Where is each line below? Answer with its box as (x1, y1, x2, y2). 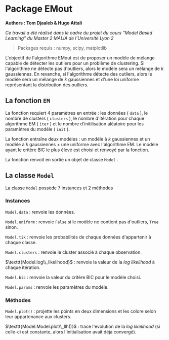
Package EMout (5, 3, 72, 15)
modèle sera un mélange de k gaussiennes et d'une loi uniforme (5, 76, 139, 82)
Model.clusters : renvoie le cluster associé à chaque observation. (5, 249, 142, 255)
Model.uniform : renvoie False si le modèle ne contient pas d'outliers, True (5, 219, 159, 225)
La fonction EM (5, 96, 51, 105)
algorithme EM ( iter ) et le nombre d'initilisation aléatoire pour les (5, 120, 144, 127)
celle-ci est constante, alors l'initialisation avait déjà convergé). (5, 329, 137, 335)
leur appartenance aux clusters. (5, 314, 72, 320)
